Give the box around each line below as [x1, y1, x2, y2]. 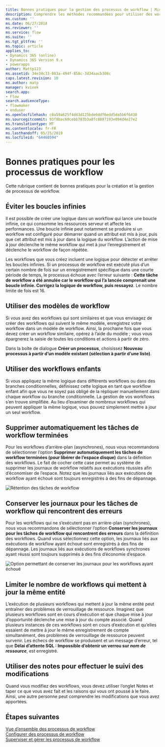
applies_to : [5, 48, 30, 53]
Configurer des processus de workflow [5, 731, 85, 737]
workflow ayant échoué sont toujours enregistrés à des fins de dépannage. [5, 475, 157, 482]
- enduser [5, 108, 26, 113]
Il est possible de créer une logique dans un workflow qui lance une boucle [5, 215, 157, 221]
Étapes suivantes [5, 713, 60, 721]
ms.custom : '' [5, 16, 35, 21]
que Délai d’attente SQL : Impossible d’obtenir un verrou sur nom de [5, 642, 146, 649]
